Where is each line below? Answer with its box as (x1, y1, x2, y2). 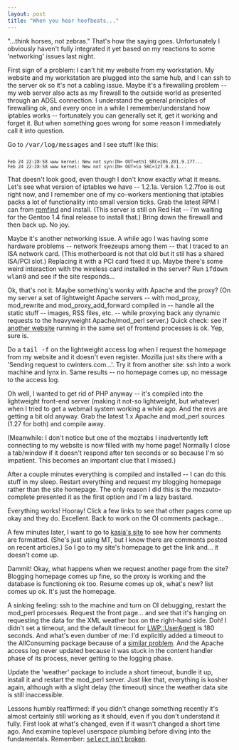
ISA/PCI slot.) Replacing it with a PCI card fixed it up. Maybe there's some (7, 257, 223, 265)
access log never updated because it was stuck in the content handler (7, 646, 213, 654)
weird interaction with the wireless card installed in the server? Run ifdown (7, 264, 228, 273)
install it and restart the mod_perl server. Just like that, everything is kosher (7, 675, 228, 684)
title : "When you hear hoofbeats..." (7, 17, 119, 24)
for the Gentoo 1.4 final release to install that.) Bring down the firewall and (7, 212, 223, 221)
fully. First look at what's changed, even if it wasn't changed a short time (7, 719, 221, 728)
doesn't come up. (7, 550, 59, 559)
